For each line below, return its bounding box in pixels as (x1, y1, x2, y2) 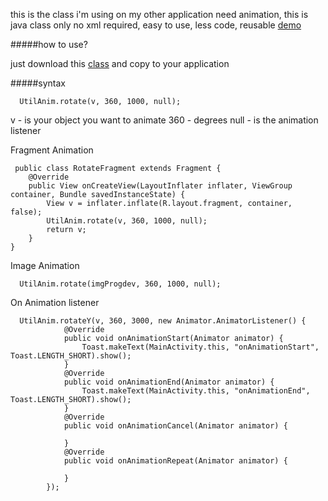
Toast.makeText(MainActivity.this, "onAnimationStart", (81, 342, 320, 352)
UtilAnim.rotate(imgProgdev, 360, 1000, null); (19, 279, 222, 289)
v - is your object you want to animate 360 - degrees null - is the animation (10, 114, 319, 126)
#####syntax (10, 77, 67, 89)
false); (10, 207, 43, 217)
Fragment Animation (10, 144, 94, 156)
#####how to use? (10, 39, 88, 50)
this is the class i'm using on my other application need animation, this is (10, 9, 309, 20)
